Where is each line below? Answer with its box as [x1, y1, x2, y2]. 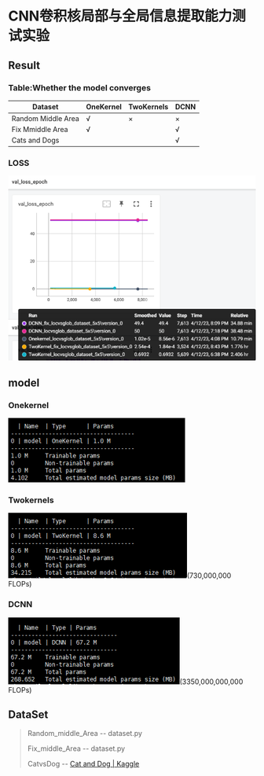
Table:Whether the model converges [8, 82, 152, 93]
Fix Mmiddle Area [11, 124, 68, 134]
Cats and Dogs [11, 135, 60, 145]
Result [8, 58, 41, 72]
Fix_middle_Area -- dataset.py [27, 744, 126, 753]
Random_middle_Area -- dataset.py [27, 729, 143, 738]
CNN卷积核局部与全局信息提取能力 [8, 7, 233, 25]
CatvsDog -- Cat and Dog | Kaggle [27, 759, 140, 769]
